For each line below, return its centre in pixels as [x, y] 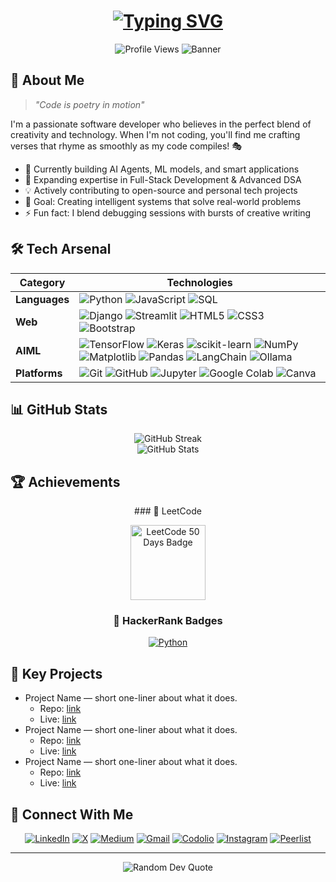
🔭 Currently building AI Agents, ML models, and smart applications [162, 169]
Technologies [199, 282]
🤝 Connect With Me [72, 814]
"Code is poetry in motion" [89, 104]
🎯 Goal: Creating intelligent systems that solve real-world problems [163, 201]
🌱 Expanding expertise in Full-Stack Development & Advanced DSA [163, 179]
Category [42, 282]
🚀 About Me [47, 80]
